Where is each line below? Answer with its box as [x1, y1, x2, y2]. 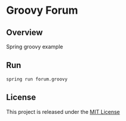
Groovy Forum [6, 4, 78, 17]
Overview [6, 27, 43, 38]
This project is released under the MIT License [6, 108, 120, 115]
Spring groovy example [6, 43, 64, 50]
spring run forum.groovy [6, 76, 68, 82]
